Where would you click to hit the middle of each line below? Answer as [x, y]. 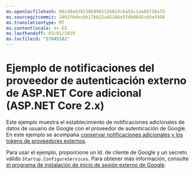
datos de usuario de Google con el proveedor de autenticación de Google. [96, 128]
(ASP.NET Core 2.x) [55, 106]
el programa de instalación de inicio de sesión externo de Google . [86, 165]
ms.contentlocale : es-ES [37, 28]
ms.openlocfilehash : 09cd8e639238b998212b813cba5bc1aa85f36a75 [86, 12]
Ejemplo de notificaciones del [80, 68]
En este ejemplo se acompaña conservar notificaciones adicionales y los [95, 134]
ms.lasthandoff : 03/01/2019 [41, 34]
